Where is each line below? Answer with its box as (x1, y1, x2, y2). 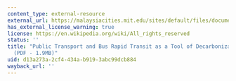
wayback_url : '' (7, 63, 55, 70)
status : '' (7, 37, 39, 44)
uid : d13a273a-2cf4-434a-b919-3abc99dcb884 (7, 56, 137, 63)
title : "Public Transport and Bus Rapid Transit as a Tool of (7, 43, 193, 50)
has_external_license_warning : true (7, 23, 114, 30)
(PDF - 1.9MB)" (13, 50, 58, 57)
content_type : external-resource (7, 10, 105, 18)
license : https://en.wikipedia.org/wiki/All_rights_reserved (7, 30, 190, 37)
